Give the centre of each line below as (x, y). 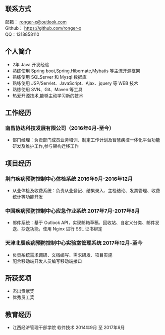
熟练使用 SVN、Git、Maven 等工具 (47, 89)
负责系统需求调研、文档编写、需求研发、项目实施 (62, 255)
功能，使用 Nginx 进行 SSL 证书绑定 (66, 229)
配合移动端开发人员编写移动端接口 (47, 261)
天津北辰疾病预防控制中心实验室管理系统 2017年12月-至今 (74, 243)
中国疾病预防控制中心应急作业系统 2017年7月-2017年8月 (73, 211)
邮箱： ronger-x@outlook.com (36, 22)
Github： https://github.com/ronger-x (43, 28)
